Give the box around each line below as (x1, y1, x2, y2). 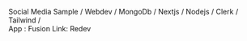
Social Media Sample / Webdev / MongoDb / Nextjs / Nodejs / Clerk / (8, 7, 239, 16)
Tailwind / (8, 15, 41, 25)
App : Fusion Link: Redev (8, 24, 92, 33)
